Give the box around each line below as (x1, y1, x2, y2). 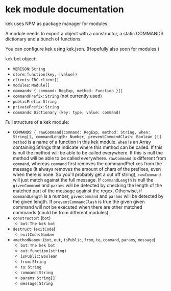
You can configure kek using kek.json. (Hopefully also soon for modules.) (5, 46, 160, 52)
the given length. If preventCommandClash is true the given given (12, 198, 145, 205)
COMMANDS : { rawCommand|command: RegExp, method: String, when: (12, 129, 151, 135)
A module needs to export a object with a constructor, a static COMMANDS (5, 30, 164, 36)
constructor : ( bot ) (12, 215, 51, 221)
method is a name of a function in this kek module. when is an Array (12, 139, 151, 145)
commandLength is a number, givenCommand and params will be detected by (12, 193, 164, 199)
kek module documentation (5, 4, 124, 15)
